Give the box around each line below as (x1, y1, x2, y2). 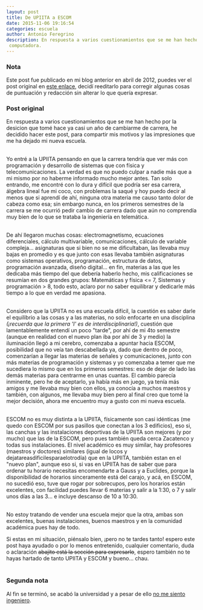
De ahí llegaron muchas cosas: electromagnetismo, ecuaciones (6, 231, 164, 239)
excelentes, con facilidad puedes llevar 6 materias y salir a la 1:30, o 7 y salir (6, 487, 196, 494)
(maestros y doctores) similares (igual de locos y (6, 448, 128, 455)
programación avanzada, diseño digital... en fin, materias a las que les (6, 264, 180, 271)
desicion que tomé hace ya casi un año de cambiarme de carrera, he (6, 125, 178, 132)
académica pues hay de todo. (6, 524, 80, 531)
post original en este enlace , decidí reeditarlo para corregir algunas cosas (6, 83, 190, 90)
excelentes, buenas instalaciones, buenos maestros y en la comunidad (6, 517, 182, 525)
